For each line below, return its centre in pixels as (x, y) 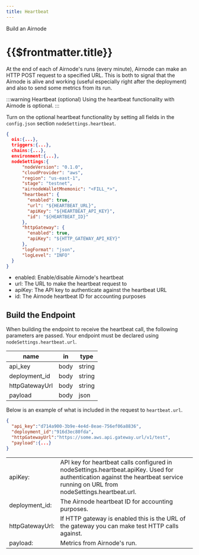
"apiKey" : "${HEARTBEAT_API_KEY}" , (71, 211)
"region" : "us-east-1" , (51, 178)
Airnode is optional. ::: (33, 105)
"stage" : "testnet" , (47, 184)
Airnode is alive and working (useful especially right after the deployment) (97, 81)
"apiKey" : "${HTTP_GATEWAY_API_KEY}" (74, 239)
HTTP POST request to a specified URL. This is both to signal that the (91, 75)
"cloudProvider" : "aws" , (52, 172)
